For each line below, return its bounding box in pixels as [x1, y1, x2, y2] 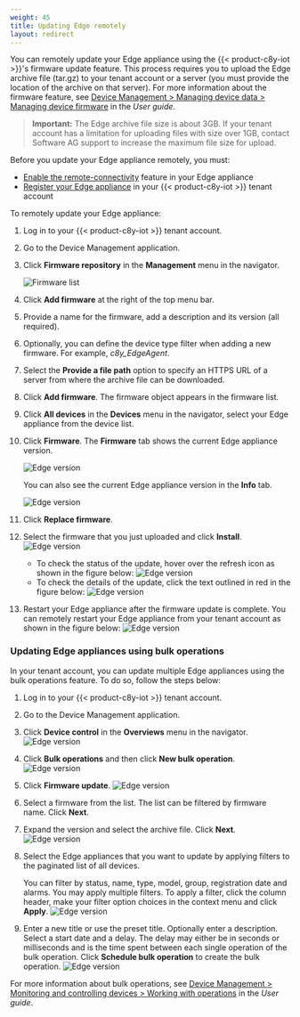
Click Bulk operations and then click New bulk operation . [22, 753, 235, 764]
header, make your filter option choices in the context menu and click [22, 896, 278, 907]
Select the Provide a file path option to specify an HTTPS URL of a [22, 365, 268, 376]
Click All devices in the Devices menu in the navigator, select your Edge [22, 409, 288, 419]
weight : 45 [10, 12, 51, 22]
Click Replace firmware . [22, 514, 114, 525]
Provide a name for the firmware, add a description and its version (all [22, 312, 280, 322]
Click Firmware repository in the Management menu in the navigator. [22, 260, 280, 271]
